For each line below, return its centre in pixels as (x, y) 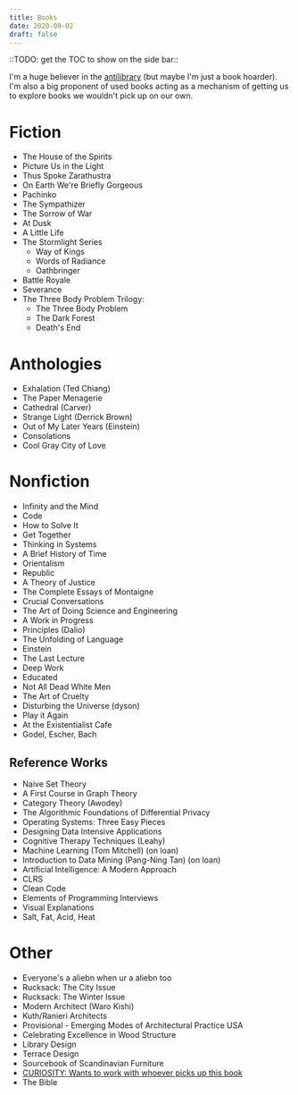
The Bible (40, 1082)
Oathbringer (58, 271)
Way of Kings (60, 252)
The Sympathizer (54, 204)
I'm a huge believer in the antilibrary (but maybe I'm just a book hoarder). (144, 77)
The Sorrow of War (57, 214)
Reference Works (59, 762)
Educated (40, 678)
